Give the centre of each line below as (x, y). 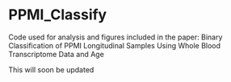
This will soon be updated (51, 69)
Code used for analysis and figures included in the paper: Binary (115, 37)
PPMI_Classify (58, 15)
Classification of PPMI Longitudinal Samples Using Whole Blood (114, 45)
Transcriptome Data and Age (57, 54)
